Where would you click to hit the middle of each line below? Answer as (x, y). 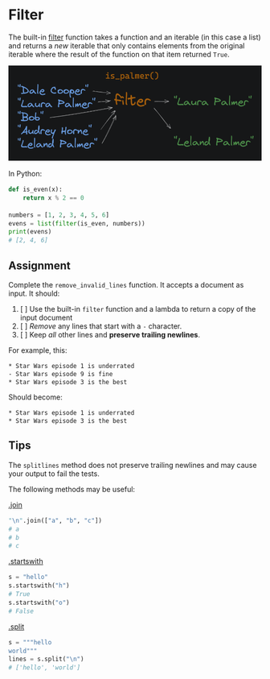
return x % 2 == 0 (53, 198)
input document (46, 317)
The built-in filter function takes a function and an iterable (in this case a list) (135, 37)
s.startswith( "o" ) (39, 602)
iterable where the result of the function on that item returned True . (119, 54)
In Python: (25, 174)
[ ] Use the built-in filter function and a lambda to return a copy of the (138, 308)
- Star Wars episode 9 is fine (61, 374)
